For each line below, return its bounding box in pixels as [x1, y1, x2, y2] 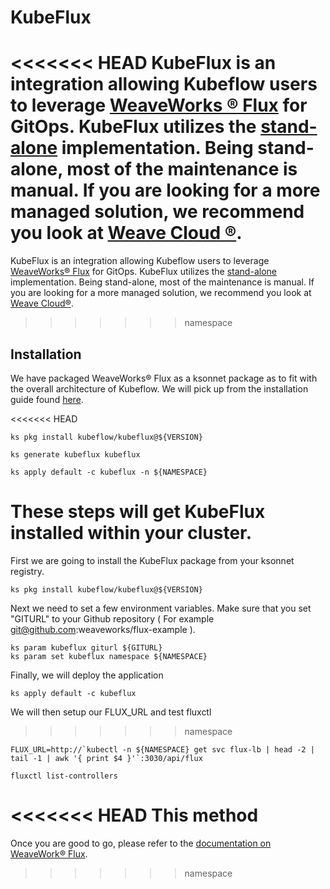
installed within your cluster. [10, 522, 253, 545]
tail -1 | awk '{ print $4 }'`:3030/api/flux [10, 753, 203, 763]
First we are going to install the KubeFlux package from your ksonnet [10, 554, 295, 566]
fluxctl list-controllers [10, 771, 118, 781]
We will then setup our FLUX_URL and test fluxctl [10, 706, 212, 718]
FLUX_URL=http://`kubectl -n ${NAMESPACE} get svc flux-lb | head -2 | [10, 744, 315, 755]
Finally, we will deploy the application [10, 669, 164, 681]
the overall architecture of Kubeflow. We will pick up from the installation [10, 382, 309, 395]
